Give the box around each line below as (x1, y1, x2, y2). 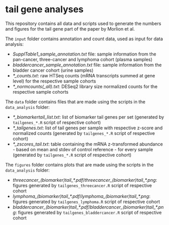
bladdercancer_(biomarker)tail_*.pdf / (12, 204, 90, 210)
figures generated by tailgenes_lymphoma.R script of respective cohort (12, 199, 160, 205)
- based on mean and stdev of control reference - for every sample (12, 146, 153, 152)
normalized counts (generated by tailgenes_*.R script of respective (12, 130, 155, 136)
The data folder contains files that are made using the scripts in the (5, 98, 146, 105)
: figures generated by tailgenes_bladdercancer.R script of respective (15, 209, 162, 215)
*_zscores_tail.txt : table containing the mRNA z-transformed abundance (12, 141, 163, 147)
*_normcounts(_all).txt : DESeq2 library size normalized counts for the (12, 83, 158, 90)
